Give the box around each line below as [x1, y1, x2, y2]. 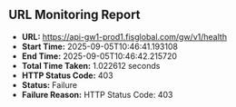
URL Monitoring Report [8, 7, 142, 23]
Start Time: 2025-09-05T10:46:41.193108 [21, 41, 179, 52]
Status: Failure [21, 79, 78, 90]
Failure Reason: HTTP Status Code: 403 [21, 89, 173, 100]
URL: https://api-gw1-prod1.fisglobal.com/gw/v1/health [21, 31, 228, 42]
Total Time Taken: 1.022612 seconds [21, 60, 161, 71]
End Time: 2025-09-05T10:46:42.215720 [21, 50, 178, 62]
